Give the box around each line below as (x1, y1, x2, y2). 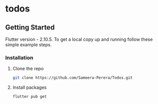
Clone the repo (12, 66, 44, 72)
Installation (5, 54, 34, 61)
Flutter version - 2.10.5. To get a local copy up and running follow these (5, 36, 153, 42)
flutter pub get (12, 94, 47, 99)
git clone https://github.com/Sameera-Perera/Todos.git (12, 75, 133, 80)
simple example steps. (5, 42, 52, 48)
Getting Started (5, 23, 55, 32)
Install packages (12, 84, 47, 90)
